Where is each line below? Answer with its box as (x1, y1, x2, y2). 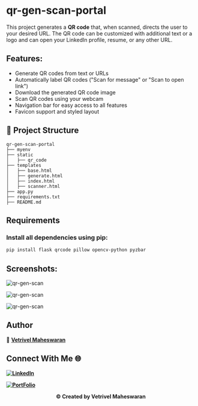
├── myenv (6, 147, 31, 153)
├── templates (6, 162, 42, 168)
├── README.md (6, 199, 42, 205)
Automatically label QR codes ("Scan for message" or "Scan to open (14, 76, 184, 83)
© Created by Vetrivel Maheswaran (56, 393, 146, 400)
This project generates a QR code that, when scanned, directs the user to (6, 23, 188, 31)
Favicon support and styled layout (14, 108, 100, 115)
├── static (6, 151, 34, 158)
